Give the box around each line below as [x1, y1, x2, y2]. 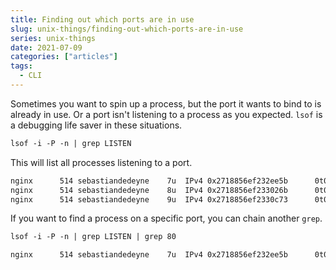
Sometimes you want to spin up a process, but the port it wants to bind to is [10, 97, 322, 110]
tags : [10, 61, 33, 71]
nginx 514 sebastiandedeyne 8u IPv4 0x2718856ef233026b [10, 185, 288, 195]
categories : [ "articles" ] [10, 52, 118, 62]
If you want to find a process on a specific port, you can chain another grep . [10, 212, 323, 225]
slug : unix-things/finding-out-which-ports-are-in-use [10, 24, 244, 34]
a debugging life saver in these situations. [10, 119, 183, 131]
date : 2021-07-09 [10, 42, 83, 53]
